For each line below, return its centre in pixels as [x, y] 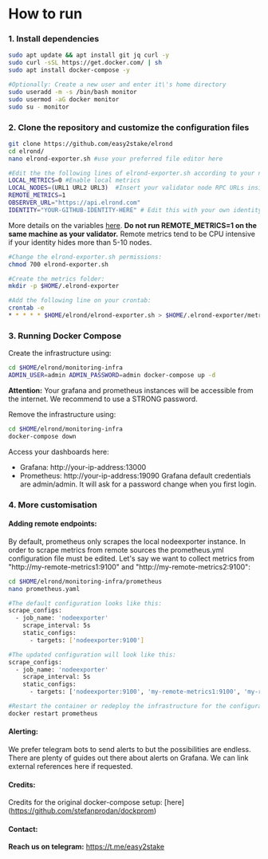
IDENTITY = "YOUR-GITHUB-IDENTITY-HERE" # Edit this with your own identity [135, 210]
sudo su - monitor [39, 107]
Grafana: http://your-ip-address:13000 [83, 467]
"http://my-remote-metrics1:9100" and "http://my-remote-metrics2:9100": [130, 566]
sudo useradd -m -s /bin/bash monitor [73, 92]
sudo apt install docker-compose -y [69, 70]
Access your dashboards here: [59, 451]
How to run [45, 14]
